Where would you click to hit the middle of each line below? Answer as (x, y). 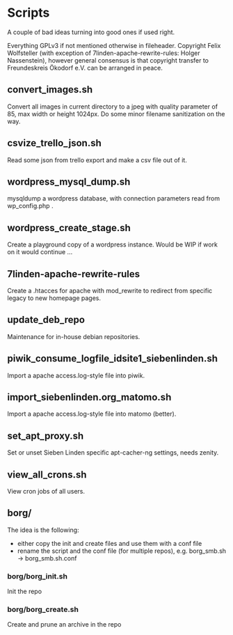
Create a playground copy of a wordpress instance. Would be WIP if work (112, 244)
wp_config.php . (30, 206)
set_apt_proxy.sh (46, 436)
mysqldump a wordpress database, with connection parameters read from (114, 198)
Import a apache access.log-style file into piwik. (76, 375)
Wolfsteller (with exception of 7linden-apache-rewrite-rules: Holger (104, 53)
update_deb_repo (46, 320)
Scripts (29, 13)
